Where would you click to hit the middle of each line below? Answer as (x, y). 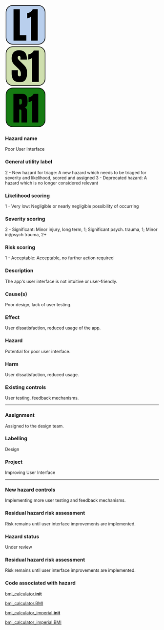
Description (19, 270)
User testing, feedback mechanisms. (42, 398)
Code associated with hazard (40, 583)
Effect (12, 317)
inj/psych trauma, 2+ (26, 235)
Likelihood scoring (28, 196)
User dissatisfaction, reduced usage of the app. (53, 328)
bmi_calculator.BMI (24, 603)
